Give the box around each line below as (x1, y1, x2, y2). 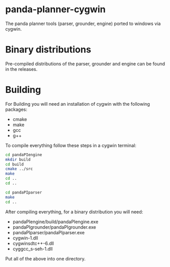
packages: (5, 106, 28, 112)
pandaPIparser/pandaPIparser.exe (12, 229, 85, 235)
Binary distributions (5, 44, 91, 56)
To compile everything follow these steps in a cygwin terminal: (5, 142, 137, 149)
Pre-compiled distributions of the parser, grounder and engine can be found (5, 60, 165, 67)
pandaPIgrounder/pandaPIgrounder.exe (12, 224, 96, 230)
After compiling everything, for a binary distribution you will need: (5, 208, 143, 215)
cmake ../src (5, 166, 33, 172)
